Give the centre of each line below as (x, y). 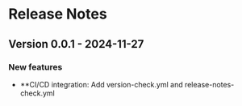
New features (35, 67)
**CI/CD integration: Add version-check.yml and (101, 84)
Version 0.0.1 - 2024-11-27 (76, 44)
